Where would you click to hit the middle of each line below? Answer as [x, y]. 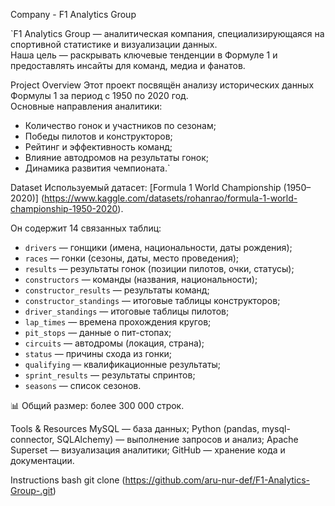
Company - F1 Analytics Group [73, 14]
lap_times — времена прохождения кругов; [118, 322]
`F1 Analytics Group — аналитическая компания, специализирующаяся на [167, 33]
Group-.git [31, 490]
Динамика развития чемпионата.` [97, 168]
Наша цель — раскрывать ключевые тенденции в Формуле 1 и [144, 55]
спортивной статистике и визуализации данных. [114, 44]
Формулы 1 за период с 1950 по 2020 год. [99, 95]
